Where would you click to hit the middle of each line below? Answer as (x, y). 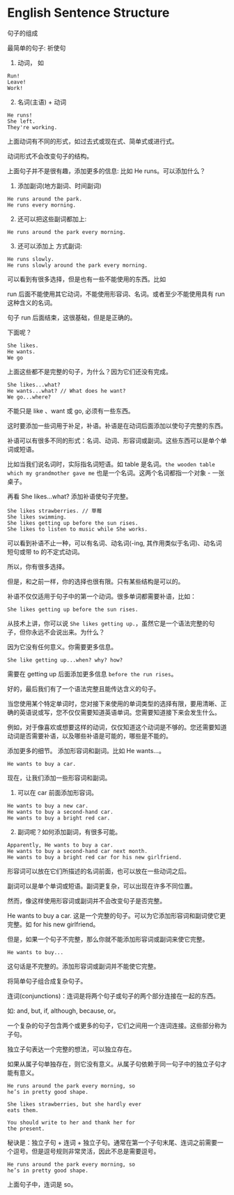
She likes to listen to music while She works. (78, 529)
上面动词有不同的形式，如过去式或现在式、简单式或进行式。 (93, 141)
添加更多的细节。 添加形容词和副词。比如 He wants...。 (86, 750)
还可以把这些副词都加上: (52, 218)
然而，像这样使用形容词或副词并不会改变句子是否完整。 (86, 900)
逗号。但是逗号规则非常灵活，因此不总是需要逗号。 (86, 1151)
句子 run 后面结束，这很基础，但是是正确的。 (72, 317)
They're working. (32, 127)
